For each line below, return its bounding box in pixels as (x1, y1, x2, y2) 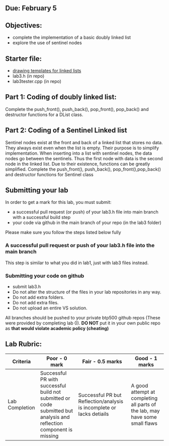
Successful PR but (78, 391, 122, 398)
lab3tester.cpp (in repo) (12, 78, 62, 84)
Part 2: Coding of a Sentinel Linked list (5, 126, 127, 135)
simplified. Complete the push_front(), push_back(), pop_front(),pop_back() (5, 166, 161, 172)
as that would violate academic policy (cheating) (5, 325, 109, 331)
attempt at (130, 388, 155, 395)
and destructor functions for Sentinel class (5, 171, 94, 177)
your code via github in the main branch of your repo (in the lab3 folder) (12, 219, 162, 226)
